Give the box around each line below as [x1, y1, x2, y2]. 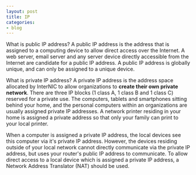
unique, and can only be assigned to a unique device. [6, 65, 135, 73]
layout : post [6, 8, 38, 15]
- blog [6, 24, 22, 31]
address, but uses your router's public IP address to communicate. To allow [6, 150, 188, 157]
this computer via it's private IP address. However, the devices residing [6, 138, 177, 145]
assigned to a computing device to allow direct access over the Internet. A [6, 47, 185, 54]
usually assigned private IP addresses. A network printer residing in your [6, 108, 181, 115]
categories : [6, 19, 35, 25]
